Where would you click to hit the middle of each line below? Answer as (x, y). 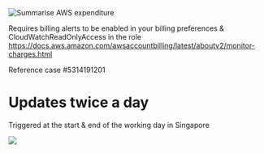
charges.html (30, 54)
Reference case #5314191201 (57, 70)
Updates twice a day (79, 102)
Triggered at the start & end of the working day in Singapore (109, 125)
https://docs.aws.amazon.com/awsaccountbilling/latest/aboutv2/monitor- (132, 45)
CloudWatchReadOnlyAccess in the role (75, 37)
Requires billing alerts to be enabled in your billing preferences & (117, 28)
